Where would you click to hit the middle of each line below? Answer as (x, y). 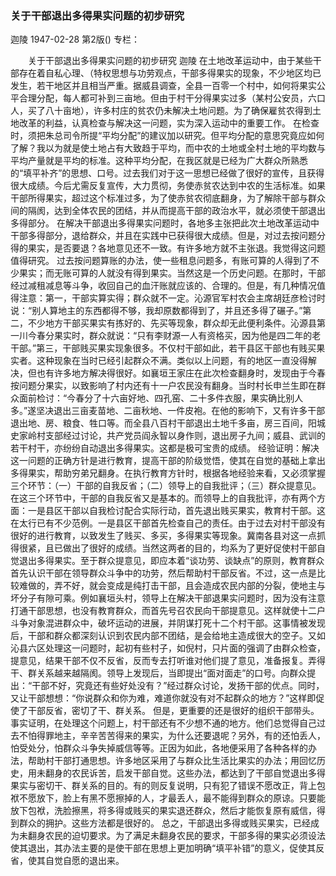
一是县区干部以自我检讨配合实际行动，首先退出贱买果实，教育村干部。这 (176, 511)
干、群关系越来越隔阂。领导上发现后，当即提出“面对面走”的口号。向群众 (159, 673)
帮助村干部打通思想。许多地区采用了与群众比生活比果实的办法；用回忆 (172, 761)
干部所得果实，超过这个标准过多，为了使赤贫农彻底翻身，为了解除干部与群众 (168, 198)
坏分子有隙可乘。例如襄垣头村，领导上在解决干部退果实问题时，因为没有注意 (168, 598)
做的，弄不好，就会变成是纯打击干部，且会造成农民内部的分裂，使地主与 (176, 586)
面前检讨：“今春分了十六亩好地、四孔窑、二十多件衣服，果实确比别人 (161, 398)
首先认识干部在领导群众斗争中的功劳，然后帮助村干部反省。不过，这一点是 (163, 573)
